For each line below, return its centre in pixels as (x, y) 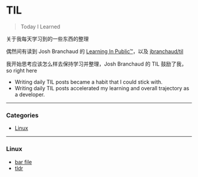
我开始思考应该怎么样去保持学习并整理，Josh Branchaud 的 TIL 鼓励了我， (97, 64)
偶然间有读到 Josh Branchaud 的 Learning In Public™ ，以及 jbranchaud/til (95, 51)
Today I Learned (40, 27)
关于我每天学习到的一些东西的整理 (47, 38)
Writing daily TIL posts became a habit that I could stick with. (89, 82)
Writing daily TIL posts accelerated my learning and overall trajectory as (102, 88)
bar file (23, 162)
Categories (22, 115)
